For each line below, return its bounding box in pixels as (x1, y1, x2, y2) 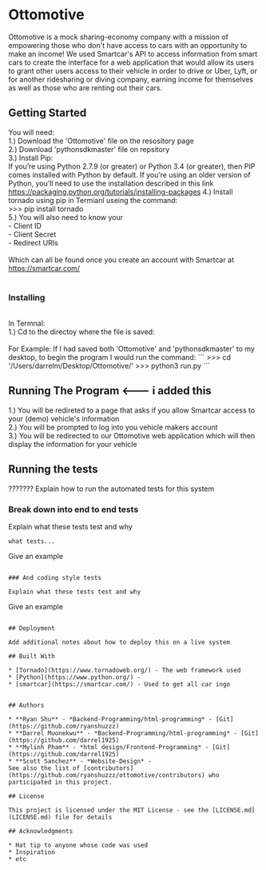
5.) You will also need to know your (8, 212, 124, 221)
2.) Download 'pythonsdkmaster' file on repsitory (8, 144, 170, 154)
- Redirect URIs (8, 237, 58, 247)
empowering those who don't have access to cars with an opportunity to (8, 40, 248, 50)
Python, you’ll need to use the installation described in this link (8, 178, 214, 188)
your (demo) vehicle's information (8, 413, 120, 423)
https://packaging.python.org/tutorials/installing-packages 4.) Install (8, 186, 233, 197)
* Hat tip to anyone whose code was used (8, 841, 149, 849)
